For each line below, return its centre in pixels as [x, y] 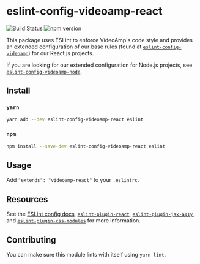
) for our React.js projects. [61, 53]
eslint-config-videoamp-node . [44, 71]
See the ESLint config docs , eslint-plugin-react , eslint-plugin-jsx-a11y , [100, 214]
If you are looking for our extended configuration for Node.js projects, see [99, 65]
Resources [27, 199]
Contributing [31, 240]
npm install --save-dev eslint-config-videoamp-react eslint [86, 146]
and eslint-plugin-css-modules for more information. [73, 221]
